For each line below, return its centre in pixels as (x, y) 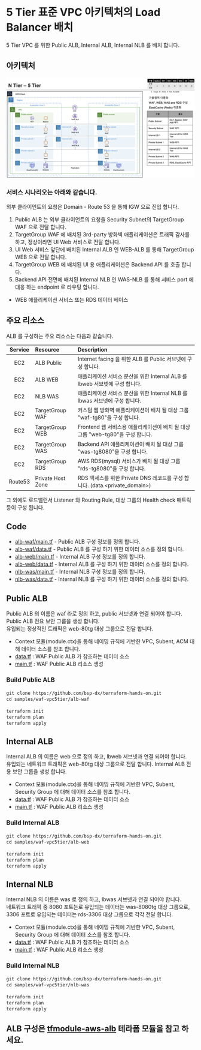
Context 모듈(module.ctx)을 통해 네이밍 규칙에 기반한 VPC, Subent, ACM (101, 641)
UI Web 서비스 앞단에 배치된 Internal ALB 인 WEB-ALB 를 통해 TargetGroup (104, 249)
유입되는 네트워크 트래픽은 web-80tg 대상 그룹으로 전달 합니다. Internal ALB (96, 764)
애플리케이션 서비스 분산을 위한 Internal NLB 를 (133, 393)
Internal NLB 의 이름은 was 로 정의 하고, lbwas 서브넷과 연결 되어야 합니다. (94, 899)
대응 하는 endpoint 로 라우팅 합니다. (57, 287)
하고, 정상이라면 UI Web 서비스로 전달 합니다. (68, 242)
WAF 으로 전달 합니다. (41, 227)
